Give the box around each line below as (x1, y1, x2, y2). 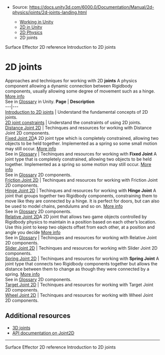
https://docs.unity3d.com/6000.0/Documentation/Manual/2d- (29, 4, 155, 10)
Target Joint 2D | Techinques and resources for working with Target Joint (5, 282, 154, 288)
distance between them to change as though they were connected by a (5, 266, 150, 272)
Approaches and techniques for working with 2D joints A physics (5, 77, 137, 83)
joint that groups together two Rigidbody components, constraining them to (5, 193, 158, 198)
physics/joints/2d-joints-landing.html (12, 9, 87, 15)
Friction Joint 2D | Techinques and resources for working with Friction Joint (5, 177, 158, 183)
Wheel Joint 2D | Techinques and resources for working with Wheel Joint (5, 292, 153, 298)
